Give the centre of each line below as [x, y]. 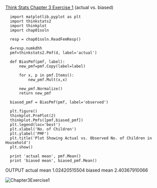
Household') [18, 143]
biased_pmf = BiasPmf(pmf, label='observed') [59, 102]
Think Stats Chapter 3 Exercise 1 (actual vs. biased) [59, 7]
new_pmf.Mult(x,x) [48, 80]
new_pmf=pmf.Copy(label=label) [52, 66]
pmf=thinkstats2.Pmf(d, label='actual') [53, 53]
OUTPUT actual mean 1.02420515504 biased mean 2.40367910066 [77, 170]
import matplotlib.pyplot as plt [46, 17]
